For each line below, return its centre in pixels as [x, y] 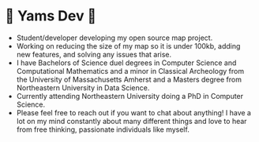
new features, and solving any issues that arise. [94, 54]
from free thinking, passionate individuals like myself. [103, 129]
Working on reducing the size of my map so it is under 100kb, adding [128, 46]
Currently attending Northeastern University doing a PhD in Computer [130, 96]
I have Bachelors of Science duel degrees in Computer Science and [126, 63]
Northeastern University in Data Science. [83, 87]
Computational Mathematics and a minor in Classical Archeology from [130, 71]
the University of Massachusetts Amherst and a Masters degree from [129, 79]
